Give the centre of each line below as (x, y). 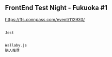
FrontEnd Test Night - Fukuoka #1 (56, 8)
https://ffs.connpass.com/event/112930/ (45, 19)
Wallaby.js (16, 46)
